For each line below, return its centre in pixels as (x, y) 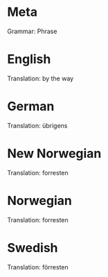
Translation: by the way (40, 78)
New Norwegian (54, 154)
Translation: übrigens (37, 125)
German (31, 106)
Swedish (33, 248)
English (29, 59)
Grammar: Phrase (32, 31)
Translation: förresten (38, 267)
